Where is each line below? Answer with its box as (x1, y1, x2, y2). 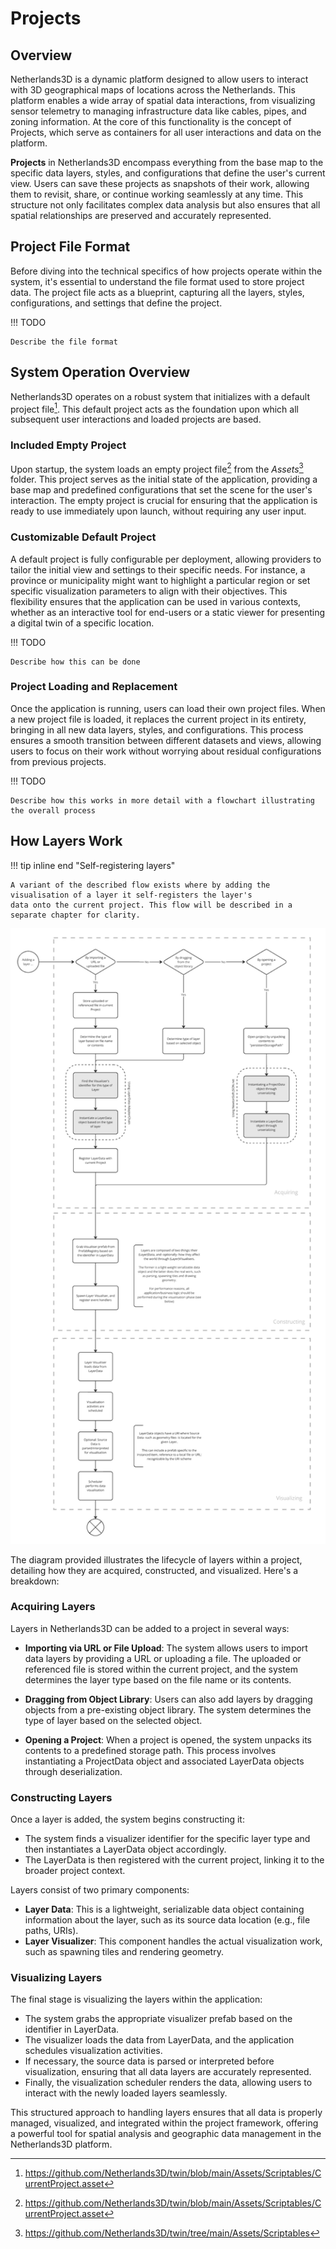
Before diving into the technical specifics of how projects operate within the (10, 265, 323, 277)
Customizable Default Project (10, 530, 157, 544)
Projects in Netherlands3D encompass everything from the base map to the (10, 157, 324, 168)
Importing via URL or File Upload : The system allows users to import (24, 1642, 308, 1654)
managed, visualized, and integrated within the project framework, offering (10, 2117, 319, 2129)
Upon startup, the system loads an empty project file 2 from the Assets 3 (10, 461, 304, 475)
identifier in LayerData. (24, 2023, 120, 2036)
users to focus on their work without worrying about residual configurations (10, 745, 322, 757)
